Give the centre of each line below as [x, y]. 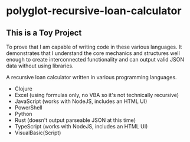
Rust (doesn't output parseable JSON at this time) [75, 120]
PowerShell [28, 107]
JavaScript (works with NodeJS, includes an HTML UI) [81, 101]
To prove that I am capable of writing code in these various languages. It [94, 47]
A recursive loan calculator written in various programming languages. [91, 77]
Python [23, 114]
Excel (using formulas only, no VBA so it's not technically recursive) [96, 95]
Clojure [23, 89]
